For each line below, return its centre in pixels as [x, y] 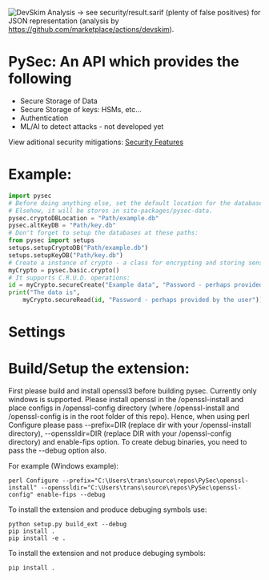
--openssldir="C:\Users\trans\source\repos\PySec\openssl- [141, 488]
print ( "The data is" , [44, 292]
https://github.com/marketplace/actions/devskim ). [91, 29]
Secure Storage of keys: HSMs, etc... [81, 109]
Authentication [44, 118]
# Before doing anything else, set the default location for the [119, 203]
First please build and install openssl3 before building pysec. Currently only [133, 391]
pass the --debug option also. [57, 451]
